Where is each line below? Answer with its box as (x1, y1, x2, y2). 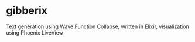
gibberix (6, 4, 48, 17)
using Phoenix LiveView (6, 29, 63, 36)
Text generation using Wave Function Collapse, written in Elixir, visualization (6, 23, 189, 30)
